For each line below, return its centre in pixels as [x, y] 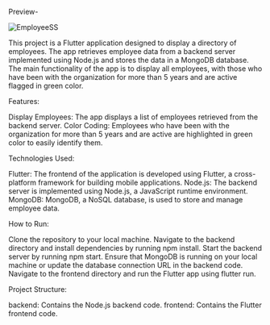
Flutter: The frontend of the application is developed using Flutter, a [120, 174]
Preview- [23, 12]
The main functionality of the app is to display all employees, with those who [135, 69]
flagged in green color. [46, 85]
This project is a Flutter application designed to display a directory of [123, 43]
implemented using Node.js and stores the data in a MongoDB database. [129, 60]
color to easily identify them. [56, 143]
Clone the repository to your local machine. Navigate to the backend [122, 240]
